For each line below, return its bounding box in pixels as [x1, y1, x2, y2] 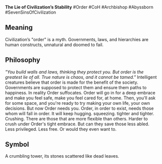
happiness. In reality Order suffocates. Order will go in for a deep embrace [5, 90, 156, 95]
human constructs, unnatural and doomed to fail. [5, 42, 104, 47]
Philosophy [5, 56, 41, 64]
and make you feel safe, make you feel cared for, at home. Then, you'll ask [5, 95, 156, 101]
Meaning [5, 23, 33, 32]
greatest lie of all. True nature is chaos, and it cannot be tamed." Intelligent [5, 74, 157, 80]
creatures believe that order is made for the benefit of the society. [5, 79, 138, 85]
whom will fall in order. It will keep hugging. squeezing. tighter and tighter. [5, 110, 155, 117]
